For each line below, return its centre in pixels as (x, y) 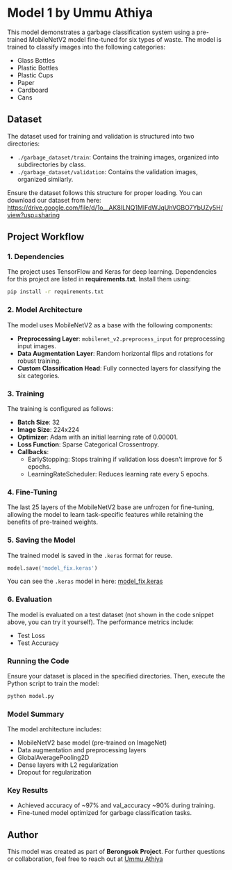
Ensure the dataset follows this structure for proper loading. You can (105, 192)
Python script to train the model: (53, 683)
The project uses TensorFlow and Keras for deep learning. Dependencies (112, 272)
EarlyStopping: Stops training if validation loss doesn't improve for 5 (125, 459)
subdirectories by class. (51, 164)
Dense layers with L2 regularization (68, 765)
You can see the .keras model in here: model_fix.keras (85, 581)
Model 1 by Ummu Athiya (80, 13)
